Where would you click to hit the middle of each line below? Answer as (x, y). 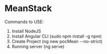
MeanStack (28, 8)
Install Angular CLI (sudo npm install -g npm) (57, 36)
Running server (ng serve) (38, 46)
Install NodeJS (26, 31)
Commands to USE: (24, 22)
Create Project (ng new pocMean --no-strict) (57, 41)
